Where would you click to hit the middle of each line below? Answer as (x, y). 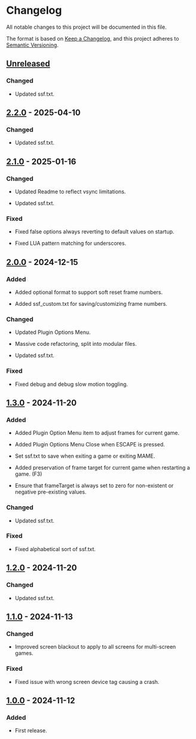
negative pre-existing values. (50, 492)
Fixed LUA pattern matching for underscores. (71, 244)
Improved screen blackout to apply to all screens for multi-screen (95, 647)
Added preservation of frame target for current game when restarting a (102, 468)
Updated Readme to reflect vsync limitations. (70, 191)
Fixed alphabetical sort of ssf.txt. (55, 549)
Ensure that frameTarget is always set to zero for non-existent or (94, 486)
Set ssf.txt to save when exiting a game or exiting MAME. (85, 456)
